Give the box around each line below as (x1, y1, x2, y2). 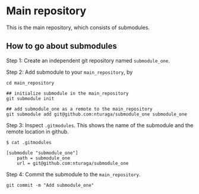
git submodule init (6, 95, 55, 102)
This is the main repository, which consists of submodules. (6, 24, 150, 31)
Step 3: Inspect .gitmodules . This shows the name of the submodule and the (6, 121, 194, 129)
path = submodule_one (17, 155, 70, 161)
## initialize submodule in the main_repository (6, 90, 129, 96)
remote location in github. (6, 128, 70, 135)
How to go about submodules (6, 41, 117, 51)
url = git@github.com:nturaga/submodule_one (17, 160, 129, 166)
